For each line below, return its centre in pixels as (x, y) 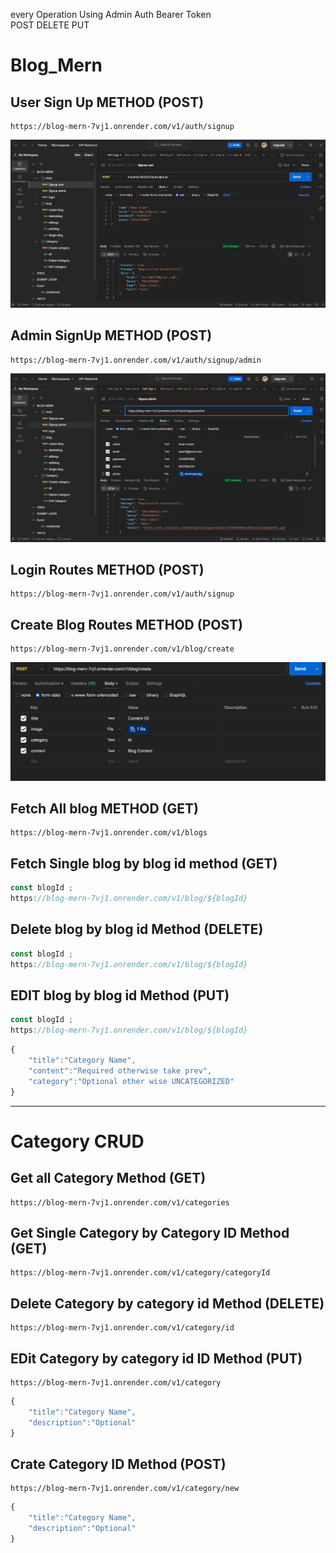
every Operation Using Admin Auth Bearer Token (111, 14)
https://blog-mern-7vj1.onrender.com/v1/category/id (122, 1328)
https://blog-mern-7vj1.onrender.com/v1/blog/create (122, 649)
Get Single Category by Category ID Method (150, 1232)
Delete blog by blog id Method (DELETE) (137, 929)
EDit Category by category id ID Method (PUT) (156, 1358)
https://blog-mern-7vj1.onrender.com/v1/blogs (109, 833)
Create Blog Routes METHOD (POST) (126, 624)
